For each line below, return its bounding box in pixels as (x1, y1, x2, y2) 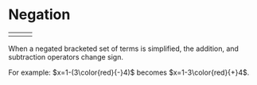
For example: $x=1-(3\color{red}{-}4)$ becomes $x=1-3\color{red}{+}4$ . (8, 68, 250, 77)
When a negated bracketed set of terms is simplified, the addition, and (8, 44, 239, 53)
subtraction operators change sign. (8, 52, 123, 61)
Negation (8, 6, 71, 24)
